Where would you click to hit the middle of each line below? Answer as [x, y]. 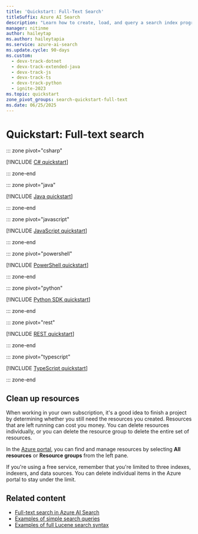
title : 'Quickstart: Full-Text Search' [55, 12]
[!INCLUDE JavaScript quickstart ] [47, 231]
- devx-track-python [37, 83]
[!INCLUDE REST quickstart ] [40, 334]
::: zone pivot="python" [34, 288]
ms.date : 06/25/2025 [32, 105]
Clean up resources [43, 398]
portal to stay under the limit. [41, 480]
